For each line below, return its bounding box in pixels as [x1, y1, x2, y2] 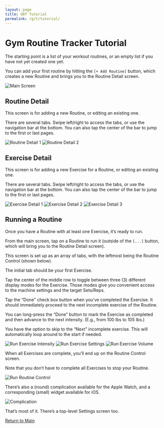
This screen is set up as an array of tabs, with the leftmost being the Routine [5, 253, 159, 259]
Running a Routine [5, 215, 62, 224]
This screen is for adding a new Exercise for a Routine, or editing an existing [5, 166, 159, 172]
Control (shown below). [5, 258, 52, 263]
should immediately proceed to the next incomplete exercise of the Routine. [5, 302, 158, 308]
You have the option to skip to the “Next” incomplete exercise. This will [5, 326, 148, 332]
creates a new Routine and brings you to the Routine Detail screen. [5, 73, 140, 79]
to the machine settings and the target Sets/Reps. [5, 287, 105, 293]
